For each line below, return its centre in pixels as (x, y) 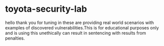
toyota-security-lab (46, 9)
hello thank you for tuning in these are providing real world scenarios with (80, 23)
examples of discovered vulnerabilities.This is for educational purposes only (82, 27)
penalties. (15, 38)
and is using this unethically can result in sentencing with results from (76, 33)
